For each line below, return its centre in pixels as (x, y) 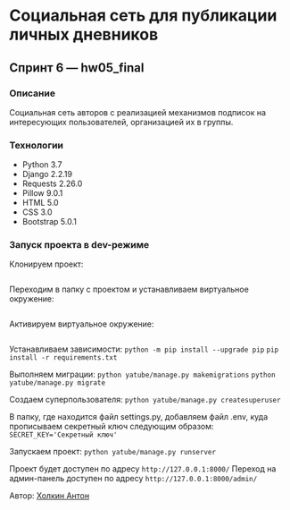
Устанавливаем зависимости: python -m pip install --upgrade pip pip (144, 349)
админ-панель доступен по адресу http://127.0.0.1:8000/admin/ (133, 479)
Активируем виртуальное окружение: (82, 324)
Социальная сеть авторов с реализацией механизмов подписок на (137, 112)
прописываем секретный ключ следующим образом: (112, 427)
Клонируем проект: (46, 264)
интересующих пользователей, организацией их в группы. (121, 122)
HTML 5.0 (41, 203)
